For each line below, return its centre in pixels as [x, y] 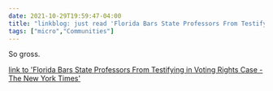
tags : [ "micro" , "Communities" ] [61, 31]
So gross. [24, 54]
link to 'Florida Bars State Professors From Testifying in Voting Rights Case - [136, 70]
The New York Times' [45, 79]
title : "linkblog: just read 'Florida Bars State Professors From [123, 24]
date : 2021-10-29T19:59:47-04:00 [65, 16]
